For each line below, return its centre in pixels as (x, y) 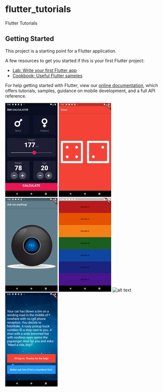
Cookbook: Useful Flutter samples (47, 76)
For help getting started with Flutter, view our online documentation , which (82, 85)
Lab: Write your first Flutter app (45, 70)
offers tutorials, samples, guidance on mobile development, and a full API (80, 91)
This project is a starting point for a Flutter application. (61, 51)
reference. (16, 96)
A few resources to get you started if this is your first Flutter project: (75, 61)
